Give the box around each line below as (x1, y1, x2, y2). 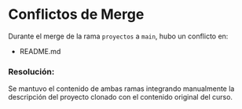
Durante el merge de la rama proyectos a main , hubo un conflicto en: (8, 31, 229, 41)
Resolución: (8, 66, 55, 77)
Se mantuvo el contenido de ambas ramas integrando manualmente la (8, 84, 235, 93)
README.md (19, 46, 61, 56)
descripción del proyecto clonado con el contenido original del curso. (8, 93, 233, 102)
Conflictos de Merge (8, 5, 145, 24)
